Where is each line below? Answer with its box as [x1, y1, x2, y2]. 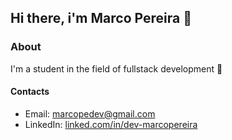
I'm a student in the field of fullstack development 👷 [10, 62, 223, 75]
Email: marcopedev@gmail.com [24, 107, 156, 120]
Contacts [10, 86, 50, 98]
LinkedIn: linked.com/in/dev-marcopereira [24, 118, 198, 130]
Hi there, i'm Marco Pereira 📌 [10, 10, 192, 27]
